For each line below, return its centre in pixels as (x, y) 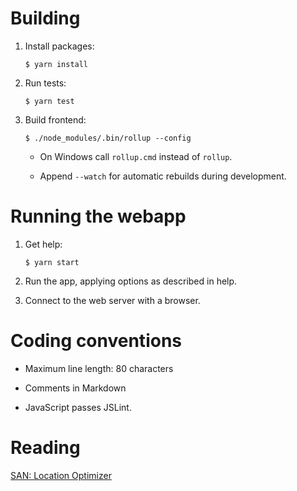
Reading (45, 448)
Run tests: (45, 83)
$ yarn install (56, 64)
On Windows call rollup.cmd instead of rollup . (136, 156)
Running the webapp (98, 216)
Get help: (43, 244)
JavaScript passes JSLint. (78, 407)
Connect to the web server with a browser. (112, 300)
